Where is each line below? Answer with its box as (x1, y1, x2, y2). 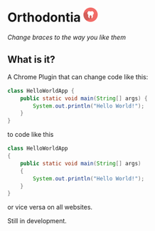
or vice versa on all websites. (7, 203, 93, 212)
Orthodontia (7, 9, 81, 26)
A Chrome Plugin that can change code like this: (7, 72, 149, 81)
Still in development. (7, 217, 68, 225)
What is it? (7, 53, 55, 66)
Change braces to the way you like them (7, 33, 127, 41)
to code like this (7, 130, 54, 139)
